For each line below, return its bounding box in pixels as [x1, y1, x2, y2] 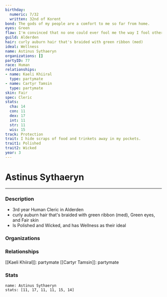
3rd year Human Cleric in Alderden [12, 206, 83, 212]
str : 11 [9, 122, 26, 127]
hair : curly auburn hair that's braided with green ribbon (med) [5, 40, 143, 45]
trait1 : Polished [5, 141, 41, 146]
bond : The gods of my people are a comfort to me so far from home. [5, 21, 150, 26]
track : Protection [5, 132, 43, 137]
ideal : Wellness [5, 44, 39, 49]
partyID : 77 [5, 58, 30, 63]
